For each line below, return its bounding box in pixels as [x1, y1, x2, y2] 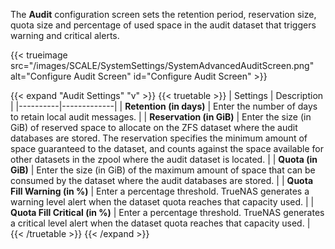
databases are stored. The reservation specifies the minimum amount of [10, 132, 308, 144]
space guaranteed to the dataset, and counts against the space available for [10, 143, 324, 154]
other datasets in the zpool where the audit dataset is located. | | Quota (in [10, 154, 318, 165]
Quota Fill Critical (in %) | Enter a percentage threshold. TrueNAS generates [10, 207, 325, 218]
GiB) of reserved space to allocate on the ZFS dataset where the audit [10, 122, 298, 133]
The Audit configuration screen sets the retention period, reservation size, [10, 9, 317, 20]
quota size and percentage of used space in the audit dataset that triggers [10, 19, 317, 31]
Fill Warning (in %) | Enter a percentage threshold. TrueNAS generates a [10, 185, 310, 197]
